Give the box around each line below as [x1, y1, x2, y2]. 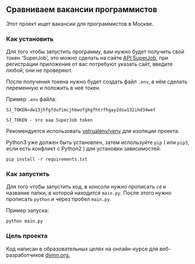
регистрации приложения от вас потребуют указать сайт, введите [6, 61, 173, 68]
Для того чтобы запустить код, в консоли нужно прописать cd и [6, 183, 166, 190]
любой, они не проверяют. [6, 67, 73, 74]
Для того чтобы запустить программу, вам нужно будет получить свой [6, 48, 184, 55]
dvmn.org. [45, 251, 70, 258]
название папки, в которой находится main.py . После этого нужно [6, 190, 172, 197]
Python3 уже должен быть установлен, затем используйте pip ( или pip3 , [6, 139, 190, 146]
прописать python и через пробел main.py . [6, 196, 111, 203]
